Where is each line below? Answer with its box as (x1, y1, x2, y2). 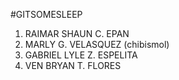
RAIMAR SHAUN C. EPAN (24, 28, 130, 39)
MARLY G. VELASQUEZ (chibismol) (24, 39, 170, 50)
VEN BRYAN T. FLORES (24, 60, 122, 71)
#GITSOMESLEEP (10, 9, 83, 20)
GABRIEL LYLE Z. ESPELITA (24, 49, 138, 61)
